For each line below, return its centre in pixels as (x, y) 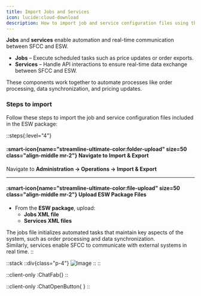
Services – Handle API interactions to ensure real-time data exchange (101, 64)
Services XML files (48, 221)
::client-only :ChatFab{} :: (37, 275)
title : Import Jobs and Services (48, 12)
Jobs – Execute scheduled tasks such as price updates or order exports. (104, 58)
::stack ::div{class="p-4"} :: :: (54, 263)
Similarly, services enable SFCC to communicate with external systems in (97, 245)
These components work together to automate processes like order (89, 82)
